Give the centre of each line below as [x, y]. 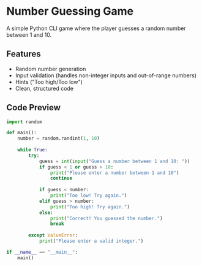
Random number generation [50, 69]
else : [46, 213]
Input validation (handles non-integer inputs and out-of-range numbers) [106, 75]
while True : [32, 150]
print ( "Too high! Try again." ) [90, 207]
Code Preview [34, 108]
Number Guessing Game [70, 11]
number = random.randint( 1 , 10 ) [58, 139]
